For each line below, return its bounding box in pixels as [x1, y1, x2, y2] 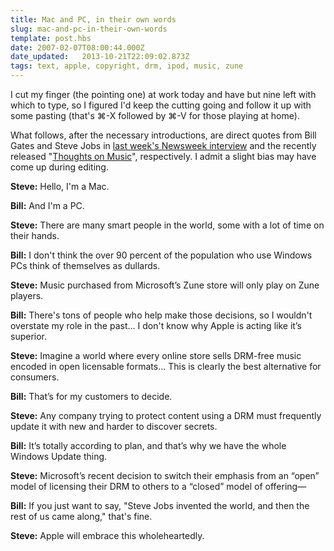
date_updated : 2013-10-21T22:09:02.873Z [10, 52, 190, 62]
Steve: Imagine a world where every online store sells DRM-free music [10, 350, 302, 361]
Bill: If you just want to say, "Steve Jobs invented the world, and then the [10, 500, 310, 511]
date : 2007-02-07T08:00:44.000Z [10, 42, 145, 53]
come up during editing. [10, 161, 109, 173]
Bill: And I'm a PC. [10, 200, 85, 211]
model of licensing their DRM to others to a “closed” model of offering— [10, 481, 307, 492]
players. [10, 290, 44, 301]
